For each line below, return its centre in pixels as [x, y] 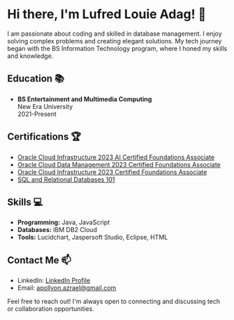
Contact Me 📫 [39, 260]
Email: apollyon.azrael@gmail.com [67, 288]
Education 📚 [36, 79]
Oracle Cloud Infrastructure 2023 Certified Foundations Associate [112, 172]
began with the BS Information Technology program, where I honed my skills [117, 48]
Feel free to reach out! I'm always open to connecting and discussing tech [114, 301]
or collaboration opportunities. [51, 309]
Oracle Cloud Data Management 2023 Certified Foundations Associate [119, 164]
